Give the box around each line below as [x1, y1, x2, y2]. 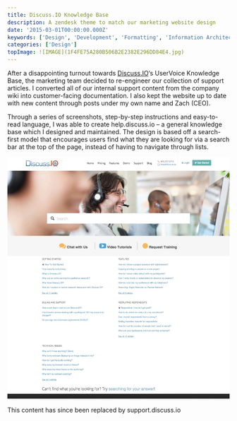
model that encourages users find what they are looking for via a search [20, 135, 230, 143]
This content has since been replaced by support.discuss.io [7, 406, 181, 415]
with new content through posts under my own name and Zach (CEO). [7, 99, 211, 107]
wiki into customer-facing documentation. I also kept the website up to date [7, 92, 227, 100]
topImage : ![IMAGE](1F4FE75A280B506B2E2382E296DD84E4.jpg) [7, 49, 185, 56]
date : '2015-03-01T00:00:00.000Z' [7, 26, 109, 33]
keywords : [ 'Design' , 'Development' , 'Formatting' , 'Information [7, 34, 203, 41]
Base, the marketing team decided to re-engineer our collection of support [7, 76, 224, 85]
